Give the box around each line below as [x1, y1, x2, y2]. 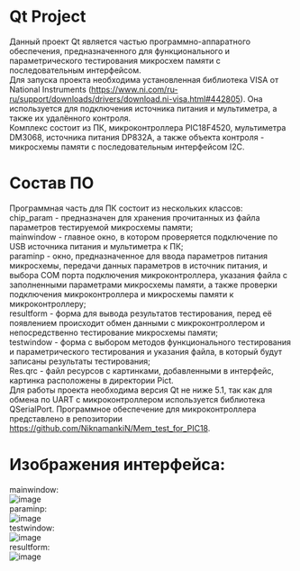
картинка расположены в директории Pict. [9, 375, 174, 385]
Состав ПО [9, 173, 95, 194]
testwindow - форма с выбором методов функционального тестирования [9, 336, 291, 348]
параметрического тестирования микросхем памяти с [9, 55, 221, 66]
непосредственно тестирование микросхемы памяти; [9, 327, 219, 338]
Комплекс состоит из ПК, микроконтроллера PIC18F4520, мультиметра [9, 122, 286, 132]
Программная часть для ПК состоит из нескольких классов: [9, 203, 243, 213]
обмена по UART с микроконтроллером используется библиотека [9, 394, 266, 404]
